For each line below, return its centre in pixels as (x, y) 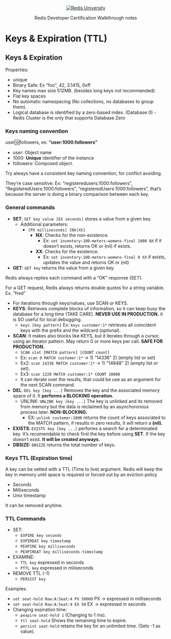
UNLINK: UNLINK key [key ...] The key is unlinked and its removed (91, 401)
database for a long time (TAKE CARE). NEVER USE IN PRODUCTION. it (88, 314)
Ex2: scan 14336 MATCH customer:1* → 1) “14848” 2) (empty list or (89, 363)
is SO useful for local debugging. (47, 319)
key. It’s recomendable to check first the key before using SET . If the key (89, 434)
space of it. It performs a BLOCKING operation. (63, 395)
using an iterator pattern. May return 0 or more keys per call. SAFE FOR (88, 341)
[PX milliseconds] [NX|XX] (57, 230)
